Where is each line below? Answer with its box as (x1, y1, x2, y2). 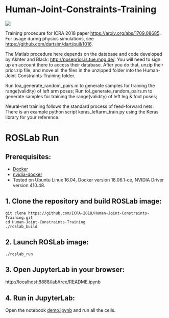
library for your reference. (5, 114, 60, 120)
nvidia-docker (12, 171, 42, 177)
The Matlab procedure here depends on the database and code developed (5, 51, 162, 57)
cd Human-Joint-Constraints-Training (5, 219, 86, 224)
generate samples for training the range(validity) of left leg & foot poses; (5, 93, 157, 99)
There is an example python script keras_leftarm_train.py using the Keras (5, 108, 159, 115)
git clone (5, 211, 27, 216)
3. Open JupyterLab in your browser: (5, 265, 125, 274)
